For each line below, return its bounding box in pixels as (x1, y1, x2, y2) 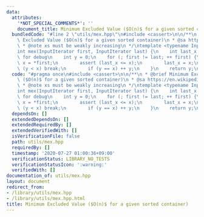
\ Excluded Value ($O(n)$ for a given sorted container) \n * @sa (17, 37, 186, 43)
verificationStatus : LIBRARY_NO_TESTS (12, 156, 110, 162)
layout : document (6, 179, 50, 185)
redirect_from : (6, 184, 45, 190)
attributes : (12, 15, 42, 21)
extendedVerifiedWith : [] (12, 128, 78, 134)
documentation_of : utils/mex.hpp (6, 173, 91, 179)
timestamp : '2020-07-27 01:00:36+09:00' (12, 150, 115, 156)
